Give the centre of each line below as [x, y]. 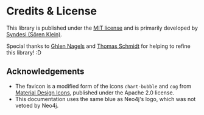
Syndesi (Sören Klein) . [34, 34]
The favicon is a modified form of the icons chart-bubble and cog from [103, 86]
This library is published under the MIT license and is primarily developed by [102, 28]
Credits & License [52, 11]
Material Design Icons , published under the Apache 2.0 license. [95, 93]
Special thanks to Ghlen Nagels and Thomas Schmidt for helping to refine [98, 46]
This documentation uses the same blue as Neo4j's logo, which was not [105, 99]
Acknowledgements [45, 72]
